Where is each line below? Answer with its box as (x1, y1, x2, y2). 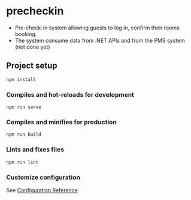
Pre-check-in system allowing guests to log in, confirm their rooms (14, 24, 180, 31)
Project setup (6, 61, 58, 71)
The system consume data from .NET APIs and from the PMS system (14, 37, 186, 44)
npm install (6, 76, 36, 82)
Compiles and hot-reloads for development (6, 90, 135, 98)
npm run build (6, 132, 42, 138)
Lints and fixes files (6, 145, 65, 154)
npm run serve (6, 104, 42, 111)
